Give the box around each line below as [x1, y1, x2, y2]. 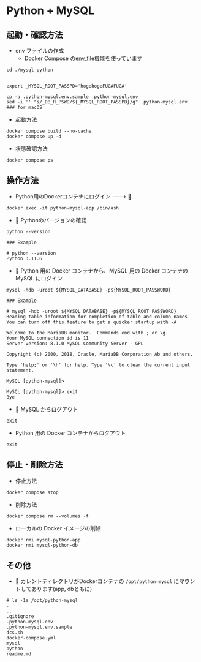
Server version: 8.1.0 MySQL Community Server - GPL [6, 340, 144, 347]
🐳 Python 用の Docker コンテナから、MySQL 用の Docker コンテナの [15, 267, 188, 274]
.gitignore [6, 614, 34, 620]
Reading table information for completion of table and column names [6, 314, 188, 320]
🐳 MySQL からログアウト [15, 405, 78, 413]
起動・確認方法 [6, 29, 63, 40]
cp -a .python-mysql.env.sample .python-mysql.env [6, 94, 138, 100]
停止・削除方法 [6, 460, 63, 470]
